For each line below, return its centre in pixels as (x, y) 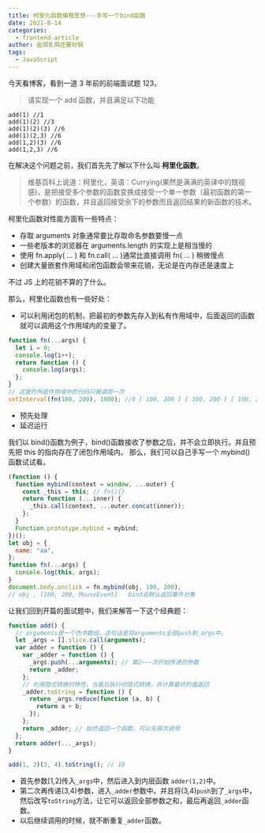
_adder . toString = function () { (77, 692)
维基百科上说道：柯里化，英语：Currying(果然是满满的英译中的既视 (136, 182)
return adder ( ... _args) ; (56, 743)
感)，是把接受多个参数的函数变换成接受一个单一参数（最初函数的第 (136, 191)
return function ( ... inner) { (72, 499)
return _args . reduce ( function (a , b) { (94, 699)
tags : (17, 52)
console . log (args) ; (54, 370)
